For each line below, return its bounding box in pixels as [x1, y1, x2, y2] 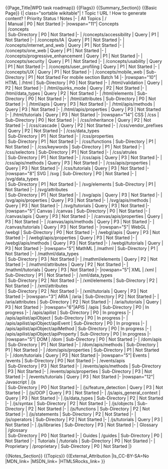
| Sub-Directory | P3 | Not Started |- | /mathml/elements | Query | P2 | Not [5, 256, 158, 262]
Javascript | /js [5, 379, 36, 385]
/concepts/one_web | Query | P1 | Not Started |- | [5, 48, 107, 53]
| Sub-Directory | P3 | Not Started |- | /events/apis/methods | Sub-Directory [5, 363, 161, 369]
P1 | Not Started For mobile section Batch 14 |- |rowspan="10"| [28, 74, 157, 80]
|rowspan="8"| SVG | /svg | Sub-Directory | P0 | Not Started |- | [5, 171, 137, 176]
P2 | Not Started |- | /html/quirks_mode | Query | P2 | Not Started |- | [5, 85, 147, 91]
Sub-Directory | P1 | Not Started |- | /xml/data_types [5, 272, 113, 278]
